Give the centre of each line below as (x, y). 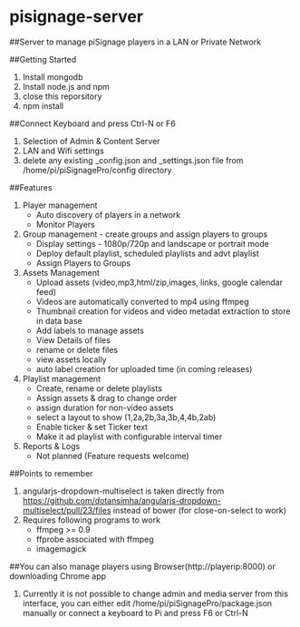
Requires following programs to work (92, 520)
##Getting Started (43, 59)
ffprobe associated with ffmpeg (95, 539)
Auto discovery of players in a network (108, 214)
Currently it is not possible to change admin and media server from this (155, 593)
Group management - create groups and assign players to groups (145, 234)
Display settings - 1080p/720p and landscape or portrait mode (152, 243)
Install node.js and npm (66, 86)
